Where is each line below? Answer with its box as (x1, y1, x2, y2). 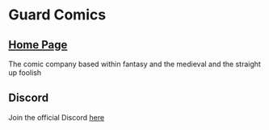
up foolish (8, 68, 42, 78)
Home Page (8, 38, 68, 52)
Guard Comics (8, 6, 107, 24)
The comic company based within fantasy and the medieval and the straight (8, 59, 261, 69)
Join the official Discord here (8, 112, 105, 122)
